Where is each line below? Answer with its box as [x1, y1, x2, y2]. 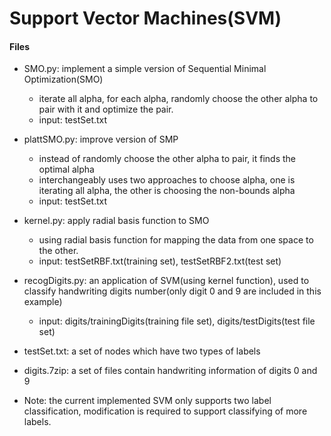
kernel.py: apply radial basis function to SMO [23, 215, 210, 227]
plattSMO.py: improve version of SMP [23, 133, 179, 146]
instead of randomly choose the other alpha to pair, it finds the [38, 153, 296, 165]
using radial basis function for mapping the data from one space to [38, 234, 314, 246]
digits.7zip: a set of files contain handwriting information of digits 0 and [23, 365, 318, 377]
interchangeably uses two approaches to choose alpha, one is [38, 174, 296, 186]
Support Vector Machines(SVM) [9, 7, 282, 30]
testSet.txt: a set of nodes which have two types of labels [23, 345, 261, 357]
